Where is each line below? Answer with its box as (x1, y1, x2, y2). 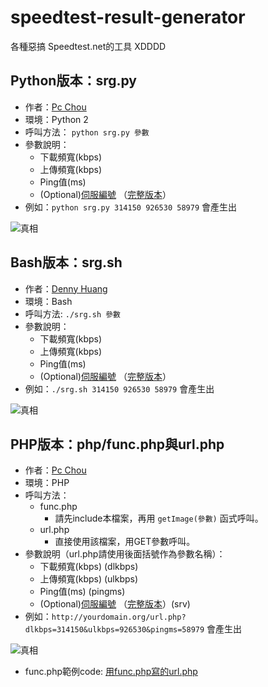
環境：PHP (24, 477, 70, 489)
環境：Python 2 (24, 113, 89, 125)
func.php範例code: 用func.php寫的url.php (24, 666, 198, 678)
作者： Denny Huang (24, 282, 108, 295)
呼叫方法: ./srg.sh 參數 (24, 307, 121, 320)
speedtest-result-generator (10, 6, 246, 29)
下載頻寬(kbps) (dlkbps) (39, 561, 139, 573)
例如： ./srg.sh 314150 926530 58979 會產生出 (24, 382, 215, 395)
